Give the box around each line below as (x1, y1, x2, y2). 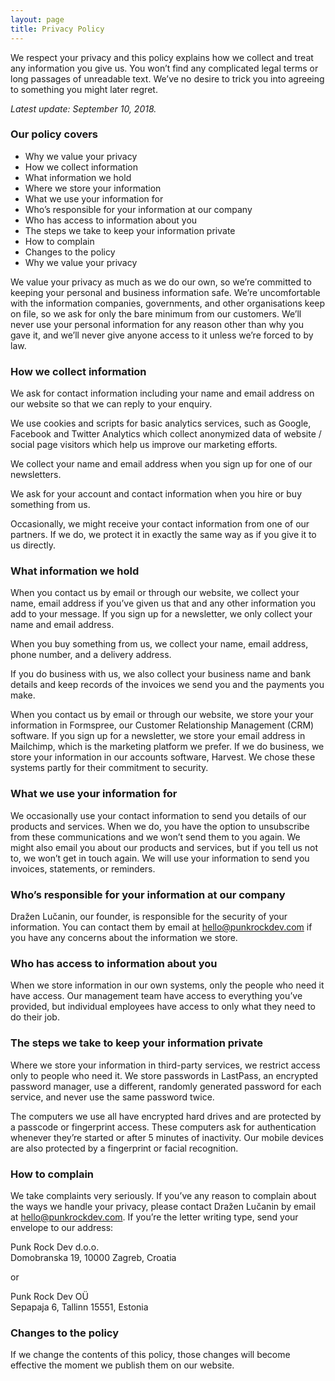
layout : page (10, 14, 65, 25)
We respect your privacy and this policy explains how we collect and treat (10, 51, 314, 63)
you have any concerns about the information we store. (10, 931, 238, 943)
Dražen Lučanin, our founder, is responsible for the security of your (10, 910, 288, 922)
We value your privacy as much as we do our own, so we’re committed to (10, 276, 312, 288)
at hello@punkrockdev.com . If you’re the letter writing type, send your (10, 1211, 299, 1223)
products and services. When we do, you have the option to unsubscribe (10, 820, 310, 832)
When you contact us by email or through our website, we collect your (10, 587, 300, 599)
